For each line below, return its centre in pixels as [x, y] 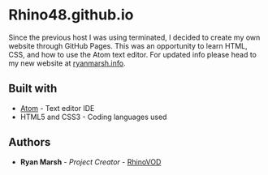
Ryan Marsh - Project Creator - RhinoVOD [91, 162]
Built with [33, 89]
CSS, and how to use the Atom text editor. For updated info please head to [133, 54]
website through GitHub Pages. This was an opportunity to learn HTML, [128, 45]
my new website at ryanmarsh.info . [67, 63]
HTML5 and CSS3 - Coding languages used [93, 117]
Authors [30, 142]
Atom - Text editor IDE [57, 108]
